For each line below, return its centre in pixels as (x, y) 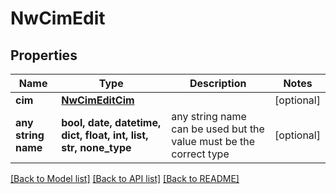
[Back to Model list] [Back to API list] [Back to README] (125, 178)
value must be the (213, 141)
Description (218, 83)
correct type (200, 154)
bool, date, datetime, (111, 122)
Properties (44, 55)
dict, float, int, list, (105, 135)
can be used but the (218, 129)
